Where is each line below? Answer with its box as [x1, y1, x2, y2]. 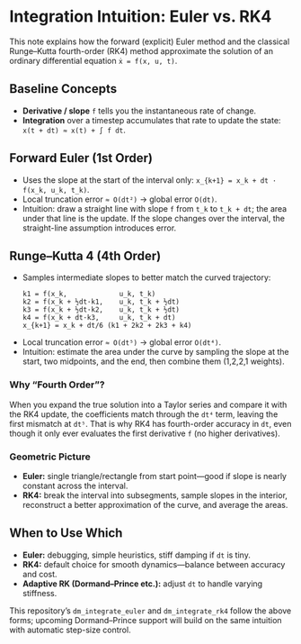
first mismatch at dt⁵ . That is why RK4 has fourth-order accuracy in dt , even [9, 418, 292, 429]
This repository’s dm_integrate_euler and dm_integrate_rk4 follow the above [9, 605, 292, 616]
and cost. [22, 568, 58, 579]
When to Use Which [9, 525, 123, 541]
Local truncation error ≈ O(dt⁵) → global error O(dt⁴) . [22, 337, 222, 348]
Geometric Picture [9, 450, 92, 463]
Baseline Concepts [9, 81, 118, 96]
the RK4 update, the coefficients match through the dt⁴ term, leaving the [9, 408, 279, 420]
